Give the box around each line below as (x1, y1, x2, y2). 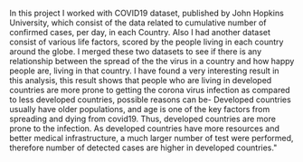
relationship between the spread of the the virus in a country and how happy (9, 56, 295, 66)
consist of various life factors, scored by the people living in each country (9, 36, 284, 47)
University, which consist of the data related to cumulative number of (9, 17, 267, 28)
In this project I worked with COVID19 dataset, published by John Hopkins (9, 8, 285, 18)
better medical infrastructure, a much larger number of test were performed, (9, 133, 294, 143)
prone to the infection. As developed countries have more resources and (9, 123, 280, 134)
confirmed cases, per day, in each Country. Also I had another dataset (9, 27, 271, 37)
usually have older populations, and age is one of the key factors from (9, 104, 270, 114)
